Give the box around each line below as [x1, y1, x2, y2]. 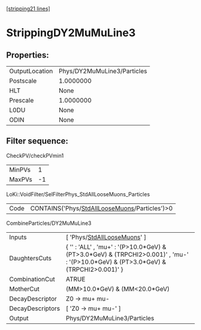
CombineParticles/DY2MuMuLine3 [6, 219, 92, 227]
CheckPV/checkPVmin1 [6, 152, 64, 159]
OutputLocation [9, 67, 53, 75]
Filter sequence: [6, 136, 69, 146]
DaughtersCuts [9, 254, 52, 262]
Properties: [6, 50, 49, 60]
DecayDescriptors [9, 304, 60, 313]
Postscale [9, 77, 37, 85]
